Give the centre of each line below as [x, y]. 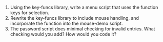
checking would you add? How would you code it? [63, 34]
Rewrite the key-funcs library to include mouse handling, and [75, 18]
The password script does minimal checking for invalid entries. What [83, 29]
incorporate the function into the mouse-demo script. [66, 23]
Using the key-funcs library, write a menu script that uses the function [84, 7]
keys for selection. [30, 13]
